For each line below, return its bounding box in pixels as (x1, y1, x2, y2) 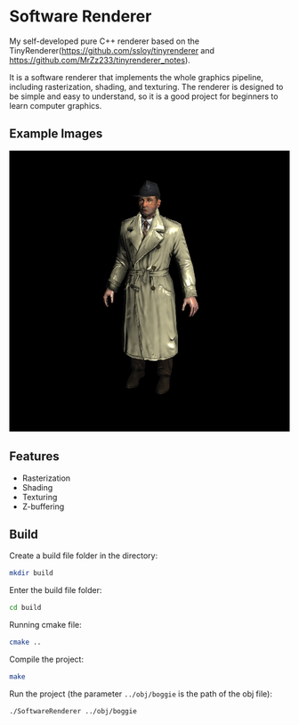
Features (9, 449, 60, 465)
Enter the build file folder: (9, 585, 102, 596)
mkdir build (9, 569, 53, 578)
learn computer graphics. (9, 100, 102, 111)
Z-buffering (21, 501, 65, 512)
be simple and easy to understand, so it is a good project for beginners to (9, 91, 279, 102)
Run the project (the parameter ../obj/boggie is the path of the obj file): (9, 688, 273, 699)
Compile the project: (9, 654, 85, 664)
